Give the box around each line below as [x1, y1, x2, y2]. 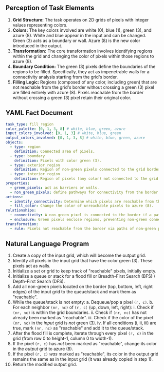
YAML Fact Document [5, 109, 73, 117]
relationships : [5, 208, 36, 213]
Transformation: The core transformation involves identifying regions [12, 48, 153, 54]
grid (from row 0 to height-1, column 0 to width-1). [12, 335, 113, 341]
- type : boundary [10, 153, 45, 158]
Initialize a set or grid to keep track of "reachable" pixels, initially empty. [12, 268, 157, 274]
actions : [5, 194, 23, 199]
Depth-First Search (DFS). [12, 278, 65, 285]
